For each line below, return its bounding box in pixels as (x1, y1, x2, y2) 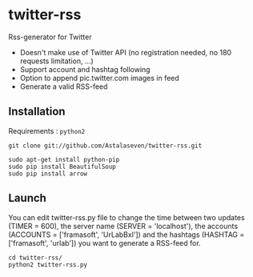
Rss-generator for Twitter (8, 32, 92, 42)
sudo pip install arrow (8, 170, 88, 178)
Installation (8, 105, 66, 118)
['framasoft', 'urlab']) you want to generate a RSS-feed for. (8, 238, 202, 247)
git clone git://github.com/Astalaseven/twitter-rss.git (8, 142, 203, 150)
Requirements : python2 (8, 126, 86, 135)
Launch (8, 191, 46, 205)
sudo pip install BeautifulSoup (8, 163, 116, 171)
